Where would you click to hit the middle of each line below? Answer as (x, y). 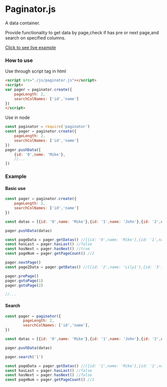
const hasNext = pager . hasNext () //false (49, 375)
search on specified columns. (36, 38)
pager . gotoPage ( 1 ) (24, 281)
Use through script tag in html (36, 71)
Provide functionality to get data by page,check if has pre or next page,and (82, 32)
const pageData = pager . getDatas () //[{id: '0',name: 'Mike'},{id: (77, 240)
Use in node (17, 117)
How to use (19, 60)
